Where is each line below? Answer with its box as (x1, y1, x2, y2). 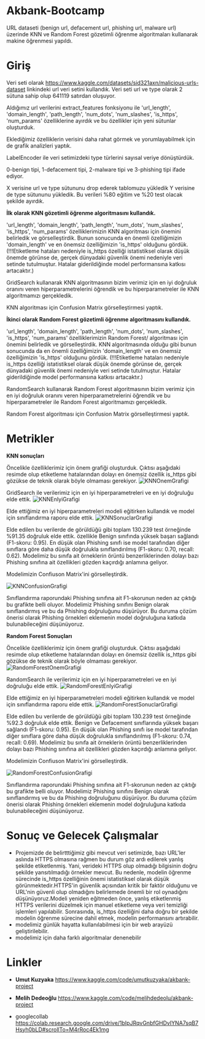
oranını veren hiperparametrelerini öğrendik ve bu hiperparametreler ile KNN (6, 285, 199, 293)
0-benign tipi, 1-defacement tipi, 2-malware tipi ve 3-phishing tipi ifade (6, 165, 185, 173)
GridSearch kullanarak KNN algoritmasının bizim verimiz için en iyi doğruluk (6, 279, 198, 286)
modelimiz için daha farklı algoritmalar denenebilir (15, 934, 142, 941)
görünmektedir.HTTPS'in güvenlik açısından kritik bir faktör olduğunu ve (15, 882, 198, 889)
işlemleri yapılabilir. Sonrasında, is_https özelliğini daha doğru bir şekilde (15, 907, 198, 915)
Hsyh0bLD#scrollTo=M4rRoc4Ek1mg (15, 1025, 109, 1033)
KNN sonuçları (6, 452, 45, 459)
